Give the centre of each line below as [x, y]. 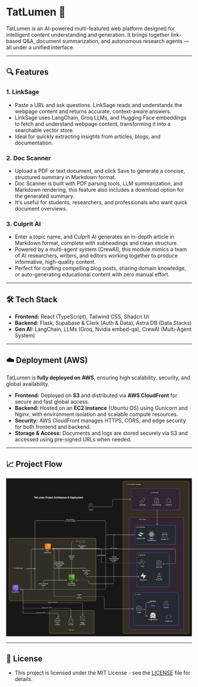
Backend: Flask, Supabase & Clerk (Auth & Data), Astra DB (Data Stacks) [103, 323]
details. [24, 679]
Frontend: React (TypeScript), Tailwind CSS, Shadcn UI [82, 317]
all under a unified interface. [40, 47]
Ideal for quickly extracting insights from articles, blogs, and [88, 136]
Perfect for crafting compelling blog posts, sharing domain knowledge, [100, 268]
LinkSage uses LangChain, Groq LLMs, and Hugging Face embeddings [100, 117]
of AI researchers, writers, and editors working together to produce [96, 256]
